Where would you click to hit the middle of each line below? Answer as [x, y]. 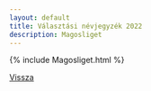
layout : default [40, 18]
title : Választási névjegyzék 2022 [76, 26]
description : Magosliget [56, 34]
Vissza [22, 77]
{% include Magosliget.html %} [67, 60]
